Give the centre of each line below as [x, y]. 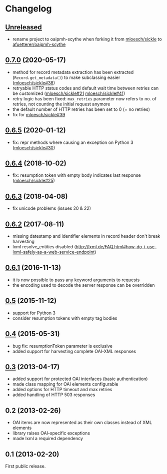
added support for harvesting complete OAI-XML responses [74, 351]
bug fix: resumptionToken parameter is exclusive [62, 346]
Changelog [28, 9]
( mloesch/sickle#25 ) [33, 181]
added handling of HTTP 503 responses [54, 395]
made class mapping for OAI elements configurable [65, 384]
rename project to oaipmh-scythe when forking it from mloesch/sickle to [87, 39]
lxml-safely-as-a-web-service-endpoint [53, 252]
